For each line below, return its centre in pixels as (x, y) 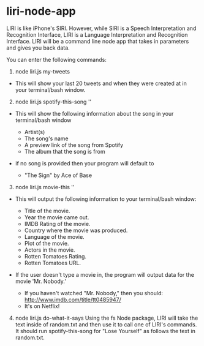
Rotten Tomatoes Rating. (55, 256)
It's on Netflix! (42, 306)
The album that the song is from (65, 151)
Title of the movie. (47, 211)
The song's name (46, 138)
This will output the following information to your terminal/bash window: (106, 199)
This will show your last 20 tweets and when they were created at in (101, 83)
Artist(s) (35, 132)
